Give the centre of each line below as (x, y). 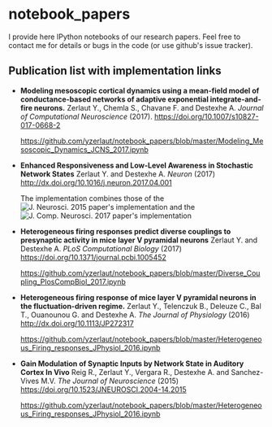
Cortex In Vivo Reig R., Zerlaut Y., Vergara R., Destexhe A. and (125, 372)
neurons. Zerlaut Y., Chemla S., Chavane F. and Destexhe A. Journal (149, 107)
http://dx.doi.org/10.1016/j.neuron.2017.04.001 (96, 182)
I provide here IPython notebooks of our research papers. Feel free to (125, 37)
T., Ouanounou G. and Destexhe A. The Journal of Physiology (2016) (135, 315)
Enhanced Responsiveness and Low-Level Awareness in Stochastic (137, 165)
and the (182, 207)
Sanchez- (247, 372)
